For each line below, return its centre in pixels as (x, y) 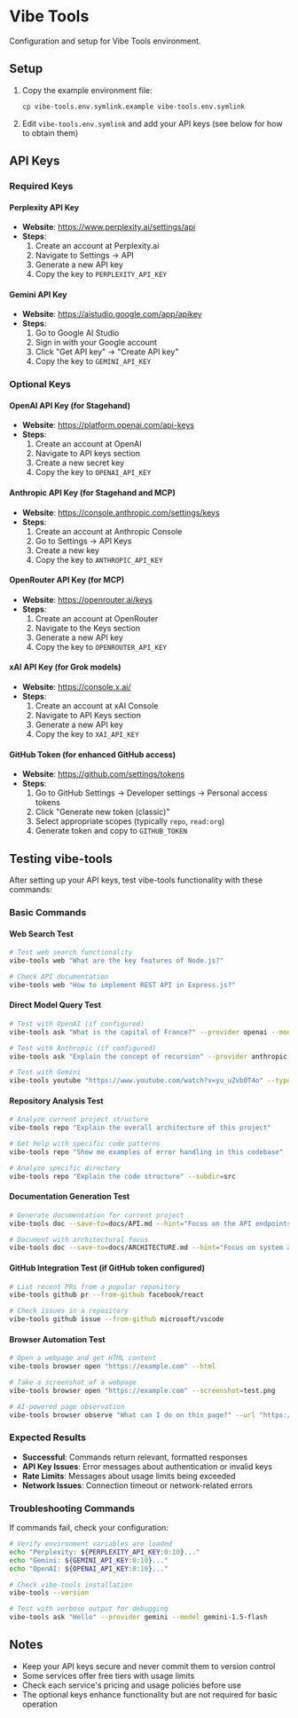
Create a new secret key (80, 463)
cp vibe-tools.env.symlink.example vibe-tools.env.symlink (133, 107)
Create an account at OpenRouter (97, 618)
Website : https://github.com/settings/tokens (103, 774)
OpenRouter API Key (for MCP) (67, 580)
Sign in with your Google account (96, 343)
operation (39, 1704)
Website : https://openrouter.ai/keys (87, 599)
